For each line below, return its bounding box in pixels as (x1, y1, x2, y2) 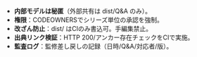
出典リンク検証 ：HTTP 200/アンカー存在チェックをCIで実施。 (13, 33, 194, 42)
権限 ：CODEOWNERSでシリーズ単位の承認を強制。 (13, 15, 164, 24)
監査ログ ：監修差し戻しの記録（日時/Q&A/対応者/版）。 (13, 42, 173, 50)
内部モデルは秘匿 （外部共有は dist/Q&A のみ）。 (13, 7, 152, 15)
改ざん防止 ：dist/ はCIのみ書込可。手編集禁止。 (13, 25, 153, 32)
